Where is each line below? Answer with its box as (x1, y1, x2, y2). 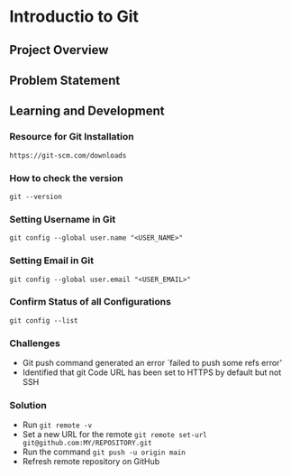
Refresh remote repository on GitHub (22, 456, 160, 467)
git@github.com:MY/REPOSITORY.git (22, 439, 152, 448)
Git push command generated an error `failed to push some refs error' (22, 358, 283, 369)
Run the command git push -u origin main (22, 446, 186, 457)
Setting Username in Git (9, 213, 116, 225)
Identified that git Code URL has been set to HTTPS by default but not (22, 367, 282, 378)
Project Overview (9, 42, 109, 58)
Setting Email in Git (9, 254, 95, 267)
